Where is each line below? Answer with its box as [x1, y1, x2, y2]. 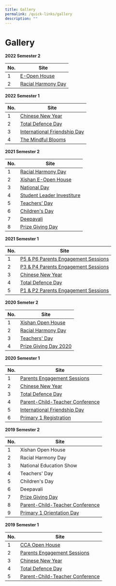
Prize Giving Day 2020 [20, 343, 72, 349]
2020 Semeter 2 [5, 300, 39, 305]
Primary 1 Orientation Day [20, 509, 79, 516]
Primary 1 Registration [20, 414, 71, 421]
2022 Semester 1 [5, 93, 40, 99]
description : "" [5, 16, 38, 21]
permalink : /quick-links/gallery [5, 12, 72, 16]
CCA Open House [20, 541, 60, 548]
